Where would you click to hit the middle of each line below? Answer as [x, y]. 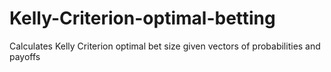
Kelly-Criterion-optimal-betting [142, 18]
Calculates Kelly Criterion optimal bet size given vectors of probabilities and [165, 46]
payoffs [25, 56]
